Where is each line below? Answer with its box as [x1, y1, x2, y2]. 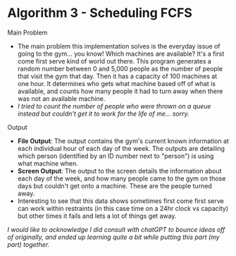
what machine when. [17, 159, 79, 167]
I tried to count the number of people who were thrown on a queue [17, 102, 211, 110]
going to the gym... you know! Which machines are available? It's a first [17, 49, 225, 58]
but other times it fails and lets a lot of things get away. [17, 212, 177, 220]
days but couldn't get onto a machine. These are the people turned [17, 181, 213, 190]
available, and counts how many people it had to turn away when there [17, 87, 223, 95]
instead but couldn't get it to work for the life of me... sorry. [17, 109, 190, 118]
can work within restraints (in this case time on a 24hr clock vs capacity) [17, 204, 229, 212]
